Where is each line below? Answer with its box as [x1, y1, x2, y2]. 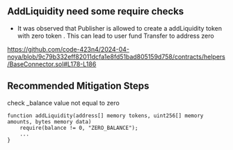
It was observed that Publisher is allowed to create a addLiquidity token [17, 24, 223, 32]
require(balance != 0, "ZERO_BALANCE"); [19, 124, 138, 131]
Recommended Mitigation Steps [7, 80, 150, 92]
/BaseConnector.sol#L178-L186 [7, 59, 97, 68]
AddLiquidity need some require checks [7, 6, 184, 17]
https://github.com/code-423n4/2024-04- [7, 45, 130, 53]
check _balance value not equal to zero [7, 98, 120, 107]
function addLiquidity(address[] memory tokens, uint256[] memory [7, 112, 204, 119]
